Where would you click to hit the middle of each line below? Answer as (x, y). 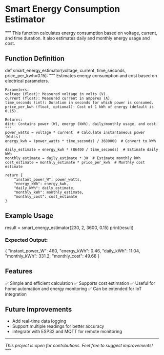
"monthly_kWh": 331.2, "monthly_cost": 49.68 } (52, 256)
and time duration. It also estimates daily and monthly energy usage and (78, 38)
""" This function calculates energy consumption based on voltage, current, (81, 33)
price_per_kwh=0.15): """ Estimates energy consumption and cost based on (81, 75)
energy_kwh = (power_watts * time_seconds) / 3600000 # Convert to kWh (81, 141)
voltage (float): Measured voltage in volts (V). (57, 94)
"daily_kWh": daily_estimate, (45, 188)
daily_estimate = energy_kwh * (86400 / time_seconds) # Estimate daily (82, 149)
